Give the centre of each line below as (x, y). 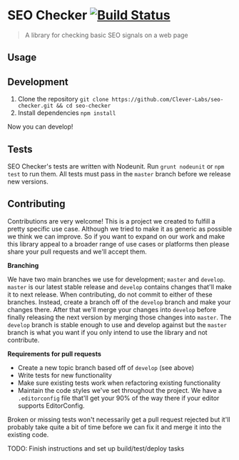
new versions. (28, 181)
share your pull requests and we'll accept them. (77, 251)
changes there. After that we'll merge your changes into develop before (112, 309)
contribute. (24, 340)
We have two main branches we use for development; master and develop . (116, 279)
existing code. (28, 434)
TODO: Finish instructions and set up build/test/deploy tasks (96, 448)
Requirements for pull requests (55, 354)
